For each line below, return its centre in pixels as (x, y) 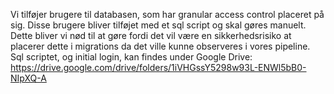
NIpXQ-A (28, 78)
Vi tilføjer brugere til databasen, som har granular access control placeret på (167, 14)
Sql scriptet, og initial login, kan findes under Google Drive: (131, 57)
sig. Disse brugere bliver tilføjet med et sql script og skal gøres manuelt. (158, 25)
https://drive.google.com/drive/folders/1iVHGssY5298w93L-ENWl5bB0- (158, 67)
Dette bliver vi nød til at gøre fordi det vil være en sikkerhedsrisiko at (151, 35)
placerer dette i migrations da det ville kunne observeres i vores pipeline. (160, 46)
